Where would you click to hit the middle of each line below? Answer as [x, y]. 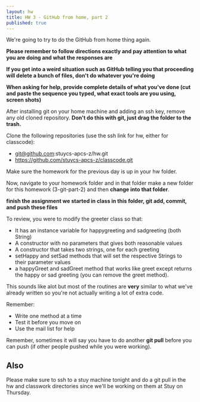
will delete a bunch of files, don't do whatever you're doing [81, 76]
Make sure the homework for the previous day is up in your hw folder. [92, 171]
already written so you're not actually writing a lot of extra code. [85, 293]
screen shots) [24, 100]
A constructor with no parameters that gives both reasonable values [99, 243]
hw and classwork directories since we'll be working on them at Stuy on [95, 386]
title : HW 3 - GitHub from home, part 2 [57, 17]
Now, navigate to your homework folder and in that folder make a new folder [100, 183]
